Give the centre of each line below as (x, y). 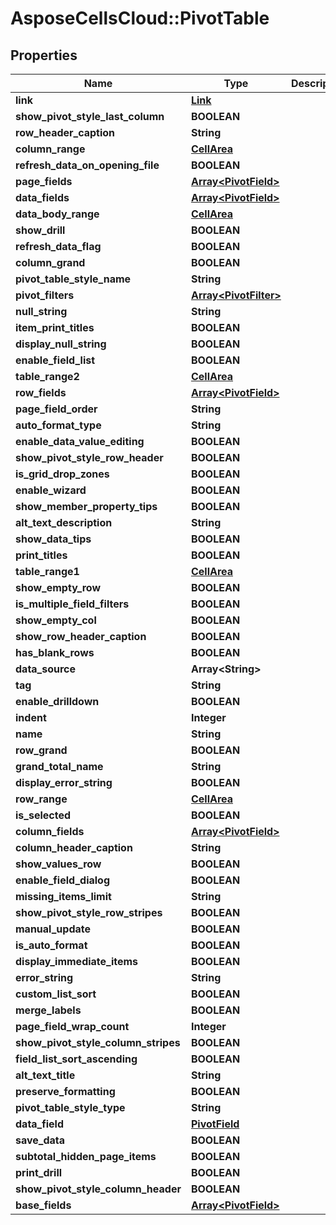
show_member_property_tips (86, 506)
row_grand (41, 750)
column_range (50, 149)
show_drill (40, 230)
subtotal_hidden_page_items (86, 1156)
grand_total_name (59, 766)
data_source (46, 669)
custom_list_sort (56, 994)
